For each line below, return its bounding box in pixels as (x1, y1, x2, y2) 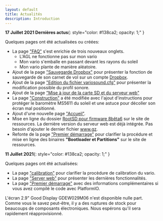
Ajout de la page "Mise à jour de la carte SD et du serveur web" (12, 90, 140, 96)
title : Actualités (5, 12, 42, 17)
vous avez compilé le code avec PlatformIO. (12, 186, 100, 192)
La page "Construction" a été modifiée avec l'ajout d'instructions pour (12, 95, 153, 101)
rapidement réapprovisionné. (5, 211, 63, 217)
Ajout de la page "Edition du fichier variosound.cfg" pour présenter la (12, 80, 151, 85)
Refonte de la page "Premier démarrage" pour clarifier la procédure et (12, 131, 153, 137)
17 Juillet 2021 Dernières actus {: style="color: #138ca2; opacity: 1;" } (5, 30, 145, 36)
